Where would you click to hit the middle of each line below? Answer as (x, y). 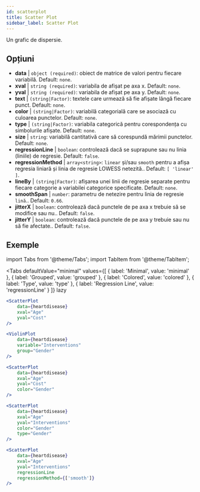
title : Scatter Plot (32, 17)
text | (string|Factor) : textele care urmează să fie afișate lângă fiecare (103, 99)
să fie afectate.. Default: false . (53, 226)
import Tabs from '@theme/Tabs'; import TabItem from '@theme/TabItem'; (98, 259)
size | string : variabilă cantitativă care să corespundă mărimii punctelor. (104, 137)
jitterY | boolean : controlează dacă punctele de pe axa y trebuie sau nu (102, 220)
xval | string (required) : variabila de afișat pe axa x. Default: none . (98, 86)
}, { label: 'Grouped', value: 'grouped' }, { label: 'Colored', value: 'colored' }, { (100, 277)
